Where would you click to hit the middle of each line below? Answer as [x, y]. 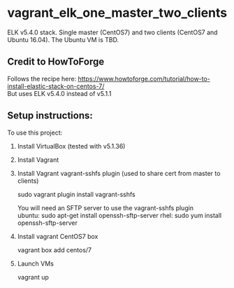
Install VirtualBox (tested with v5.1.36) [71, 146]
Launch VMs [36, 263]
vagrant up [33, 277]
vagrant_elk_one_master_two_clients [117, 13]
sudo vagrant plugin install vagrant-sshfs [76, 194]
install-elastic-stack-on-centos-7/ [56, 86]
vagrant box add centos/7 [54, 249]
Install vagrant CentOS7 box [58, 236]
